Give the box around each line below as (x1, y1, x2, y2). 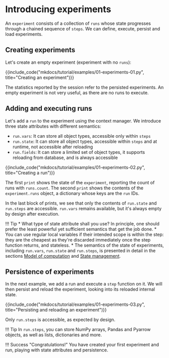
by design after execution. (5, 211, 60, 217)
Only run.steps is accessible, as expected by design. (5, 316, 116, 323)
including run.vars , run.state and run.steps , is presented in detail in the (5, 247, 156, 254)
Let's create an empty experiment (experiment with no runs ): (5, 59, 132, 65)
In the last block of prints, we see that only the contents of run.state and (5, 200, 157, 206)
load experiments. (5, 31, 43, 37)
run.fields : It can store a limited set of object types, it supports (12, 149, 145, 155)
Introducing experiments (5, 4, 111, 15)
